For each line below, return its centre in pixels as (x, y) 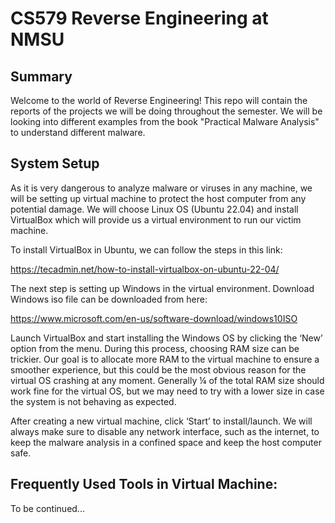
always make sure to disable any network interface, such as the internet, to (165, 431)
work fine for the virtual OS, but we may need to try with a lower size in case (167, 391)
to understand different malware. (78, 132)
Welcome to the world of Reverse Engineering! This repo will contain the (159, 100)
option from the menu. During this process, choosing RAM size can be (155, 348)
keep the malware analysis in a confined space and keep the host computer (166, 442)
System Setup (55, 163)
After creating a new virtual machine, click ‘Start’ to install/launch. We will (161, 421)
